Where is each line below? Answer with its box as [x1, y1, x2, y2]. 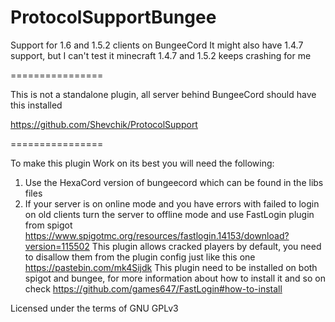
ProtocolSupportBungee [10, 6, 217, 29]
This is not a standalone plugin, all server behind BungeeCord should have [10, 88, 317, 100]
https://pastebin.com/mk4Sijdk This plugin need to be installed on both [24, 261, 318, 273]
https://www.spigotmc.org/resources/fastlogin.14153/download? [24, 229, 290, 241]
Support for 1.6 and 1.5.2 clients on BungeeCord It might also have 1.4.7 [10, 39, 304, 51]
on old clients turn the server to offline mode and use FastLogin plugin [24, 208, 315, 220]
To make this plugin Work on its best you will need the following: [10, 157, 275, 169]
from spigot [24, 219, 73, 231]
